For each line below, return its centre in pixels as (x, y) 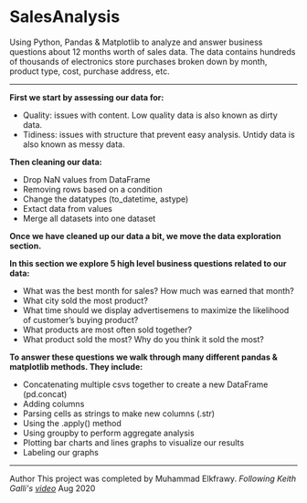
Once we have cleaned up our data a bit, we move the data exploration (145, 236)
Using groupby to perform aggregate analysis (108, 433)
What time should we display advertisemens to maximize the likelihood (156, 310)
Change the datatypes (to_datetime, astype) (106, 199)
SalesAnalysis (65, 17)
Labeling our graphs (60, 452)
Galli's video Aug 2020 (53, 488)
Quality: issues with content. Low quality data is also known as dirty (150, 115)
